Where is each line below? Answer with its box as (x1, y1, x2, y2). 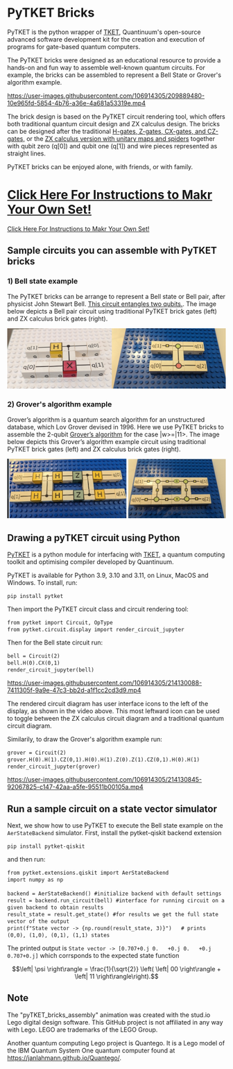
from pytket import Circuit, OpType (7, 619, 113, 626)
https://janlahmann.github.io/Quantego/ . (7, 1053, 122, 1062)
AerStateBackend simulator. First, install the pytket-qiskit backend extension (7, 829, 222, 837)
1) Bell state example (7, 276, 78, 286)
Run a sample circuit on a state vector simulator (7, 803, 217, 814)
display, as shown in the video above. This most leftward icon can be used (7, 707, 220, 715)
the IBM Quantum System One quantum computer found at (7, 1046, 175, 1054)
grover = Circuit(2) (7, 749, 67, 757)
